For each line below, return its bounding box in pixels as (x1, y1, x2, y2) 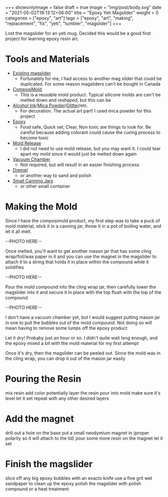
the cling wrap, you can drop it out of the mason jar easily (5, 355, 125, 361)
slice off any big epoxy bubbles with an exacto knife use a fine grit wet (5, 475, 153, 481)
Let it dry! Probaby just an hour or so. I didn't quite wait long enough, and (5, 334, 158, 341)
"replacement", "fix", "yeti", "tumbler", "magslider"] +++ (5, 20, 122, 26)
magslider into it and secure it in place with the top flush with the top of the (5, 289, 162, 295)
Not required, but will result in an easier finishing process (20, 162, 140, 168)
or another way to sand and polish (20, 172, 92, 178)
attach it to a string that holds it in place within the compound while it (5, 258, 149, 265)
